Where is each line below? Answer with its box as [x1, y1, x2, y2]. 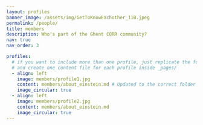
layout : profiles [6, 8, 50, 15]
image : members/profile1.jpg [17, 76, 91, 82]
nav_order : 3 [6, 43, 39, 49]
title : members [6, 25, 45, 32]
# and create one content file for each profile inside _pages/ [11, 65, 177, 71]
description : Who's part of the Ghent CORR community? [6, 31, 147, 37]
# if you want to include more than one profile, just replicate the [11, 59, 190, 65]
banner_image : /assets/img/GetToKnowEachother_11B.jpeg [6, 14, 150, 21]
